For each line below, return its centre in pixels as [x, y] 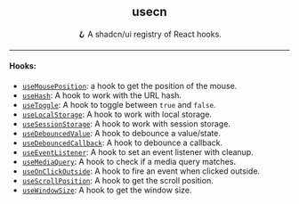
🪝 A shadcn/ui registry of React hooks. [149, 34]
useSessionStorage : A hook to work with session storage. [126, 124]
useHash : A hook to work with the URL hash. [102, 95]
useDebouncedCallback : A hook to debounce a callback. [122, 143]
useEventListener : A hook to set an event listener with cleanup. [137, 152]
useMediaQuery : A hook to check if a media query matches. [129, 162]
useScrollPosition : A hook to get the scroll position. [117, 181]
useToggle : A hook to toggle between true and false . [119, 105]
